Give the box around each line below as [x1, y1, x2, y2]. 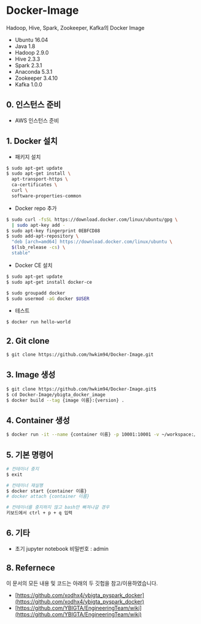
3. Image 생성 [6, 370, 56, 380]
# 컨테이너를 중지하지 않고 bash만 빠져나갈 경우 [6, 505, 109, 511]
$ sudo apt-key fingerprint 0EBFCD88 [6, 227, 100, 234]
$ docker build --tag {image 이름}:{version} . [6, 397, 124, 403]
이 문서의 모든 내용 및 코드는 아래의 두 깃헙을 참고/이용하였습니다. [6, 580, 159, 587]
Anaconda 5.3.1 [14, 68, 53, 75]
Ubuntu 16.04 [14, 36, 48, 43]
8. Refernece [6, 563, 56, 573]
